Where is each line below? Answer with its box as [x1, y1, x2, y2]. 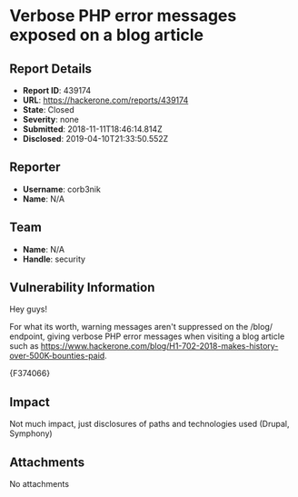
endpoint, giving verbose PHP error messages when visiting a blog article [9, 331, 285, 342]
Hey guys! [9, 303, 48, 314]
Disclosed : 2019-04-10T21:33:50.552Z [22, 134, 169, 144]
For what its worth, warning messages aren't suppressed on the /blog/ [9, 322, 273, 333]
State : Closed [22, 104, 74, 114]
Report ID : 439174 [22, 85, 92, 95]
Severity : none [22, 114, 80, 124]
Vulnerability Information [9, 280, 155, 295]
